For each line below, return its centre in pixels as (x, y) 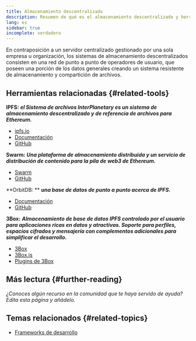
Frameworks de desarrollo (46, 332)
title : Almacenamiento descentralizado (55, 11)
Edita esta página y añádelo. (41, 299)
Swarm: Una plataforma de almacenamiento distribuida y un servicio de (96, 154)
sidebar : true (23, 28)
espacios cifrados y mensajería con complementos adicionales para (91, 231)
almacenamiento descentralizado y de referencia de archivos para (89, 113)
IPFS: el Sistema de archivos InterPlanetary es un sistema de (82, 107)
